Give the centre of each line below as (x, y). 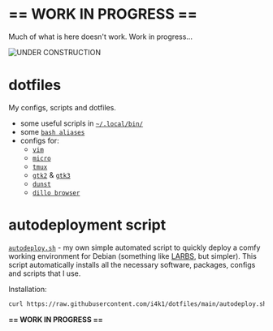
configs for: (39, 140)
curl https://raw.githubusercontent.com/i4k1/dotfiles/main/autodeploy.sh (138, 304)
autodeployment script (87, 225)
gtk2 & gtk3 (51, 174)
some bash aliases (52, 131)
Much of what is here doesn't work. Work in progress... (101, 37)
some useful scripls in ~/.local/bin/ (82, 123)
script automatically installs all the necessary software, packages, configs (132, 264)
